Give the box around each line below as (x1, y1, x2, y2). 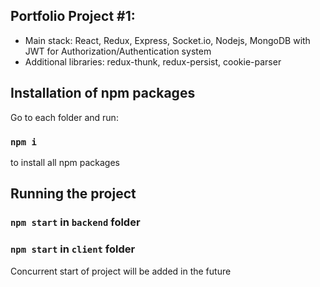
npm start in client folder (10, 242, 136, 256)
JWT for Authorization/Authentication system (24, 45, 212, 57)
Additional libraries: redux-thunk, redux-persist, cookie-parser (24, 55, 282, 68)
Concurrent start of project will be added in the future (10, 265, 232, 277)
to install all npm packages (10, 156, 120, 168)
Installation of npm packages (10, 85, 196, 102)
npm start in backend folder (10, 215, 141, 229)
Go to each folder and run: (10, 111, 119, 123)
